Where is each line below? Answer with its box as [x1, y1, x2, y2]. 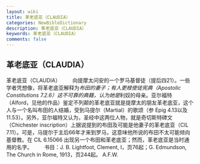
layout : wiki [6, 8, 39, 15]
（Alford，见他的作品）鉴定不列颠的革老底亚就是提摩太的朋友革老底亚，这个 [6, 99, 194, 106]
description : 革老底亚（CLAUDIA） [6, 25, 87, 31]
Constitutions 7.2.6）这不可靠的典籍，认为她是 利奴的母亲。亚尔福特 [6, 92, 173, 99]
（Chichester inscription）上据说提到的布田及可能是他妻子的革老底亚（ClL [6, 121, 189, 128]
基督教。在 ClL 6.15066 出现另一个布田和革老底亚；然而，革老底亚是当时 [6, 136, 184, 143]
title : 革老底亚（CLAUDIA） [6, 14, 70, 20]
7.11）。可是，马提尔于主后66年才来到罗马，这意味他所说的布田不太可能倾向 [6, 128, 190, 135]
